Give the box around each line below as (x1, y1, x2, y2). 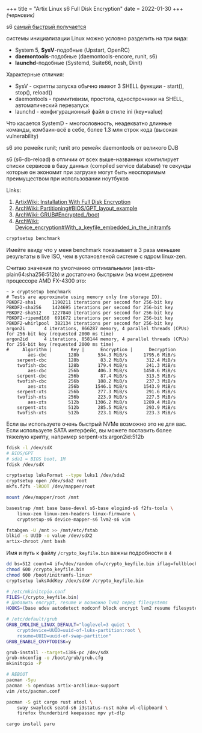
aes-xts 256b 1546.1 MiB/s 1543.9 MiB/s (28, 383, 176, 390)
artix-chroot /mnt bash (6, 538, 66, 545)
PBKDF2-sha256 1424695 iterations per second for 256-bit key (6, 304, 173, 310)
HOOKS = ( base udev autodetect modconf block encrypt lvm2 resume (6, 606, 171, 612)
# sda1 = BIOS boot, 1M (6, 456, 66, 462)
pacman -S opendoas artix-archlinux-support (6, 682, 120, 689)
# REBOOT (6, 672, 28, 678)
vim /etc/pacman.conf (6, 688, 61, 694)
